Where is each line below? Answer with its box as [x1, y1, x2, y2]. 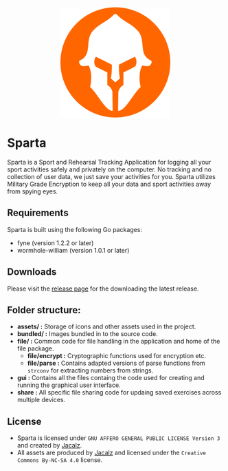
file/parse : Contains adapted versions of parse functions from [27, 359, 206, 368]
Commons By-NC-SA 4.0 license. [16, 456, 103, 464]
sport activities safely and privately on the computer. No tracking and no [7, 165, 212, 174]
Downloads [7, 266, 57, 278]
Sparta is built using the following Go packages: [7, 225, 143, 233]
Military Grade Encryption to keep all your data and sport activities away [7, 180, 212, 188]
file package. [16, 344, 54, 353]
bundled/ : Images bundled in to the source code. [16, 330, 158, 338]
